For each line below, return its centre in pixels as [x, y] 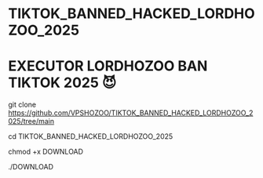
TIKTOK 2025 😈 [62, 83]
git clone [22, 105]
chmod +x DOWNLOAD [46, 152]
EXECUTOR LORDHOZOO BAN [108, 66]
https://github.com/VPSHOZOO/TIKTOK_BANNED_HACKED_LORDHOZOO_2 [131, 113]
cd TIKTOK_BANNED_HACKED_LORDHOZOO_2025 [91, 136]
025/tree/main [31, 122]
